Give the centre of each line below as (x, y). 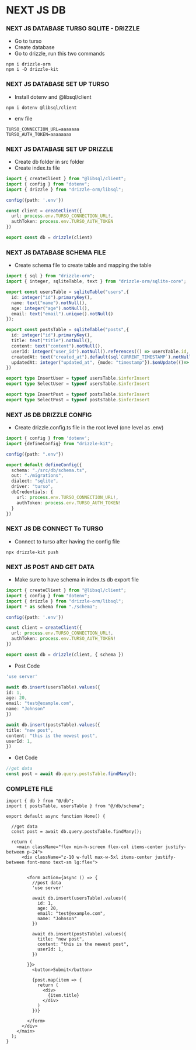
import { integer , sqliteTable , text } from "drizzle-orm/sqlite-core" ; (96, 281)
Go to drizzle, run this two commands (60, 54)
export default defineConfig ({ (44, 465)
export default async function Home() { (56, 817)
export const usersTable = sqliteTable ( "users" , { (68, 292)
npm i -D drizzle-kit (32, 70)
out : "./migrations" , (38, 476)
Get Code (26, 758)
